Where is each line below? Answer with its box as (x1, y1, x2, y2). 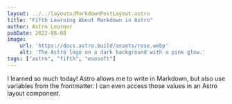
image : (7, 36, 26, 43)
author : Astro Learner (7, 23, 73, 30)
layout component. (7, 89, 61, 97)
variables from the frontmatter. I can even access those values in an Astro (7, 81, 218, 90)
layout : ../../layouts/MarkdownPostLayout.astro (7, 10, 150, 17)
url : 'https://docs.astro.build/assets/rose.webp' (19, 42, 169, 49)
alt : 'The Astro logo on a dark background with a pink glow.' (19, 49, 206, 56)
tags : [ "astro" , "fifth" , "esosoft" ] (7, 55, 116, 62)
